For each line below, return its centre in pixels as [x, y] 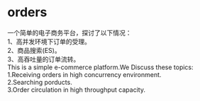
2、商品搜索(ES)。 [34, 50]
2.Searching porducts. [40, 82]
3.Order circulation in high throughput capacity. [76, 90]
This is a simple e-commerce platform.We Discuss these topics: [100, 67]
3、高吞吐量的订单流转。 [44, 59]
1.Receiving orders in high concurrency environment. [84, 74]
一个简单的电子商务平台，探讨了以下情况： [70, 32]
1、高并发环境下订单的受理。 [49, 41]
